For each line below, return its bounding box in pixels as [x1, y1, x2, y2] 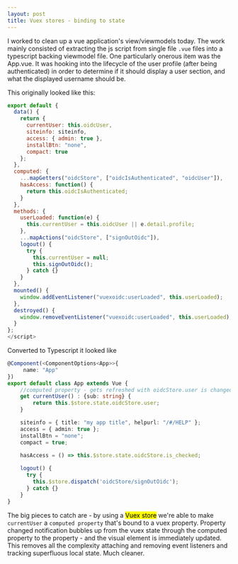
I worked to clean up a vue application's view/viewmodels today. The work [7, 36, 225, 45]
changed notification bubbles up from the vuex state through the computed [7, 526, 227, 534]
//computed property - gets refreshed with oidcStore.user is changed [20, 386, 233, 393]
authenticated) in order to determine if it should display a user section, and [7, 67, 225, 75]
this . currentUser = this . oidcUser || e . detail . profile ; [25, 221, 195, 228]
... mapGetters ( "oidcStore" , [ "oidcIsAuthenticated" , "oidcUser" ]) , [20, 175, 223, 182]
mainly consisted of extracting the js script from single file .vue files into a [7, 44, 223, 53]
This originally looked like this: [7, 88, 96, 97]
